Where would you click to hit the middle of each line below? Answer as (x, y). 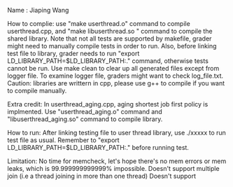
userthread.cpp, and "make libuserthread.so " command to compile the (110, 31)
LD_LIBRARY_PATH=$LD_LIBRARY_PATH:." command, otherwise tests (108, 61)
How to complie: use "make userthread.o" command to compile (99, 23)
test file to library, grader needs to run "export (73, 53)
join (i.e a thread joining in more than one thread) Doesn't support (102, 176)
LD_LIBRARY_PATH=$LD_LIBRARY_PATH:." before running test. (98, 147)
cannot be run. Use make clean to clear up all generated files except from (113, 68)
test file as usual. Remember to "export (64, 140)
